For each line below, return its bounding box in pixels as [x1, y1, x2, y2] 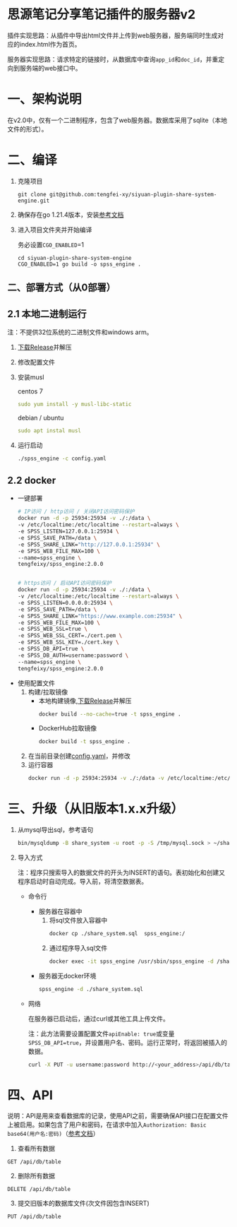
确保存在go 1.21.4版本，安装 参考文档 [17, 210, 124, 219]
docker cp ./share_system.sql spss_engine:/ [49, 930, 186, 937]
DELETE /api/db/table [7, 1186, 71, 1193]
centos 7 [17, 387, 44, 396]
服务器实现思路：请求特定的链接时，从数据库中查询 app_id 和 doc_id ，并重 [7, 54, 219, 64]
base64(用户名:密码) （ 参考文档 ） [7, 1130, 99, 1138]
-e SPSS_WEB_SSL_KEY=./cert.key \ [17, 639, 119, 646]
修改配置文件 [17, 358, 55, 367]
